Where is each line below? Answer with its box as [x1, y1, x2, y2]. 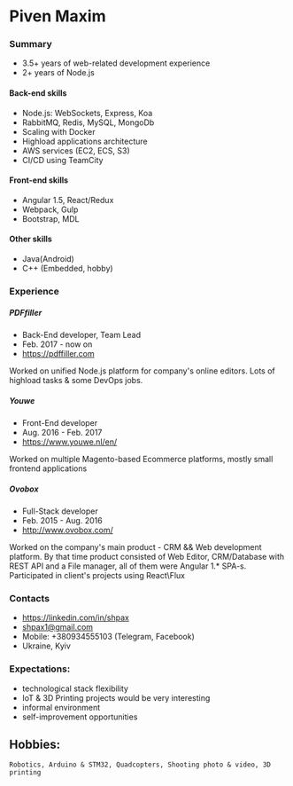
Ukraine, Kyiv [21, 641, 71, 651]
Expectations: [9, 663, 71, 675]
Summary [9, 38, 53, 51]
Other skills [9, 233, 53, 245]
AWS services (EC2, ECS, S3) [21, 145, 130, 156]
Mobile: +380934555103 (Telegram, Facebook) [21, 632, 195, 642]
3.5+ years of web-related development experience [21, 58, 211, 68]
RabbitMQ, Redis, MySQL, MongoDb [21, 117, 155, 128]
